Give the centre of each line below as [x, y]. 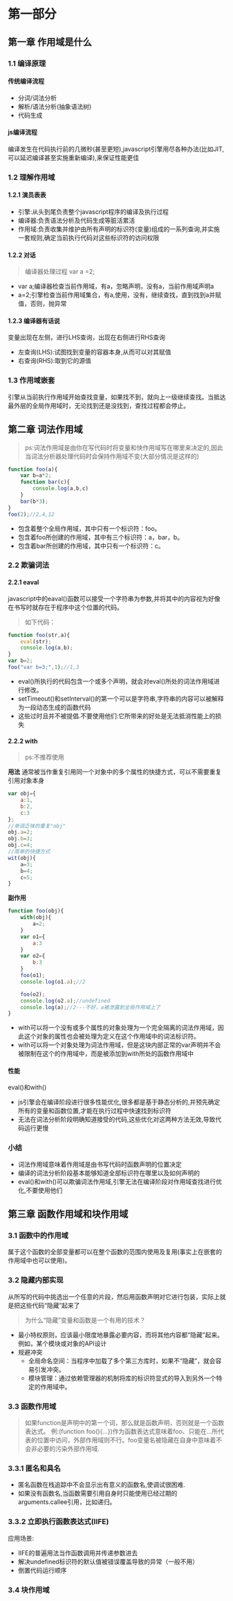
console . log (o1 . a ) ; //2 [53, 982]
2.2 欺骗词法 [29, 565]
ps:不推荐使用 [44, 757]
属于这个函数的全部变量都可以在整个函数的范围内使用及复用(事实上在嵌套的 [115, 1252]
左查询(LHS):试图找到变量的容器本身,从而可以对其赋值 [94, 352]
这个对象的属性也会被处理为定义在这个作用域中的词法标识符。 [112, 1037]
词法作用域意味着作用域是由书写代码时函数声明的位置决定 [100, 1164]
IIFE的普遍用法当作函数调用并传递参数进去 [77, 1553]
